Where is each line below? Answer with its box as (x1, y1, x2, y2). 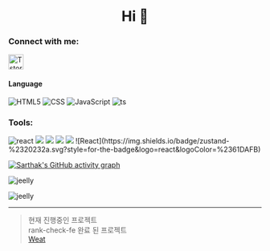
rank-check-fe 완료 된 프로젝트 (27, 225, 127, 235)
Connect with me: (8, 36, 80, 47)
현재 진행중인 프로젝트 (27, 215, 98, 225)
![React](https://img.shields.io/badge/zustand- (75, 136, 230, 145)
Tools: (8, 116, 34, 128)
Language (8, 79, 43, 89)
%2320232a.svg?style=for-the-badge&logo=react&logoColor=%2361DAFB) (8, 144, 261, 154)
